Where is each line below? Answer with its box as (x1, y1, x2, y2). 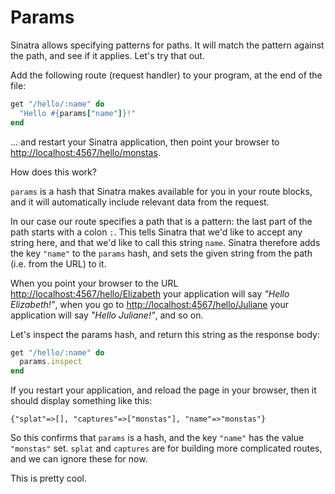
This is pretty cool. (10, 472, 87, 485)
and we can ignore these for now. (10, 453, 148, 465)
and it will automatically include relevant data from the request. (10, 196, 270, 208)
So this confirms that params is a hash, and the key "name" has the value (10, 432, 305, 444)
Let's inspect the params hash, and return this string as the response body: (10, 328, 321, 340)
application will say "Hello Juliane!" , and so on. (10, 309, 204, 321)
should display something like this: (10, 395, 153, 407)
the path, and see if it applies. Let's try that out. (10, 49, 205, 61)
